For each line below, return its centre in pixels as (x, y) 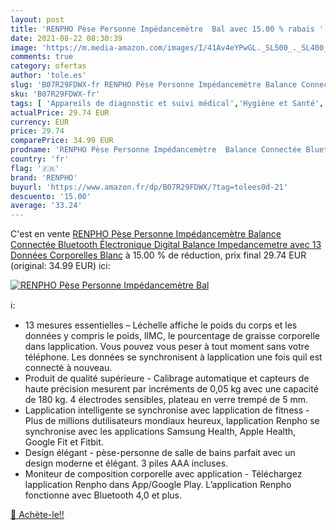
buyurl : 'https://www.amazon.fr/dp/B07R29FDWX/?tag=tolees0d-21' (149, 187)
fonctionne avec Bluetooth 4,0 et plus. (103, 495)
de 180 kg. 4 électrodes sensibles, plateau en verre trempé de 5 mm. (166, 400)
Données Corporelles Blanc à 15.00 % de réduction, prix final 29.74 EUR (158, 255)
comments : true (42, 57)
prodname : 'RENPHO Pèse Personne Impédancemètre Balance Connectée (156, 150)
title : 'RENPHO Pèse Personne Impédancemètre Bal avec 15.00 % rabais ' (167, 29)
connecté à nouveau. (68, 368)
